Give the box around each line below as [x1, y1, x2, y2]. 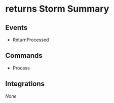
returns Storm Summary [5, 3, 109, 15]
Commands [5, 51, 43, 60]
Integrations [5, 80, 45, 88]
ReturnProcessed [12, 37, 49, 43]
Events [5, 23, 28, 32]
